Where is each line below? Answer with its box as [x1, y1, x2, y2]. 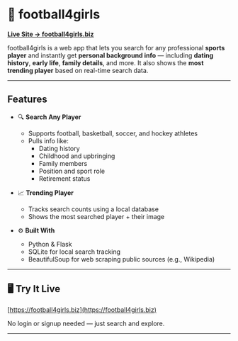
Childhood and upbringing [38, 152, 115, 160]
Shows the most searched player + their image [28, 212, 165, 220]
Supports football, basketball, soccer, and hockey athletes [28, 129, 198, 138]
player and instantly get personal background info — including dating [7, 51, 214, 60]
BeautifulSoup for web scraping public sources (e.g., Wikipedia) [28, 255, 215, 263]
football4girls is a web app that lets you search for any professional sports [7, 43, 225, 52]
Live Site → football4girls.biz [7, 30, 94, 38]
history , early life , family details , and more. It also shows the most [7, 58, 204, 67]
